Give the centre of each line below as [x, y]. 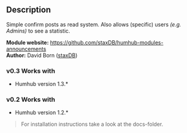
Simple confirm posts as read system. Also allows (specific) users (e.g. [94, 24]
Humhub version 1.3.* [41, 84]
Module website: [28, 42]
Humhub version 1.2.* [42, 113]
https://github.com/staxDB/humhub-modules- [107, 42]
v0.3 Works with [31, 70]
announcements [26, 49]
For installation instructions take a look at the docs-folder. [92, 124]
